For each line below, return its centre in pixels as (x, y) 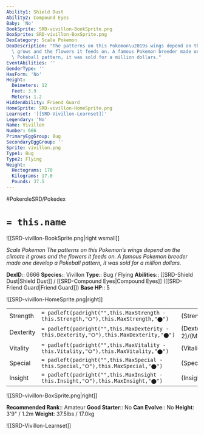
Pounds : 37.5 (28, 182)
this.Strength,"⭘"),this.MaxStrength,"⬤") (105, 319)
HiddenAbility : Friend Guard (43, 102)
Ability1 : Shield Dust (35, 12)
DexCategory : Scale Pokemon (42, 40)
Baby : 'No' (20, 23)
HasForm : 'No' (24, 74)
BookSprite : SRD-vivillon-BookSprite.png (59, 29)
